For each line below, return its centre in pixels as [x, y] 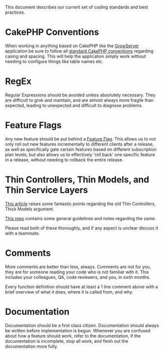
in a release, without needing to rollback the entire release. [64, 160]
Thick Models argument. [30, 209]
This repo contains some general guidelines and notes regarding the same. [81, 218]
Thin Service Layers [47, 190]
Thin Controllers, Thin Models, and [77, 179]
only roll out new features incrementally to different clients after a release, [80, 144]
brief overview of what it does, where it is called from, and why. [69, 292]
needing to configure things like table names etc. [54, 61]
